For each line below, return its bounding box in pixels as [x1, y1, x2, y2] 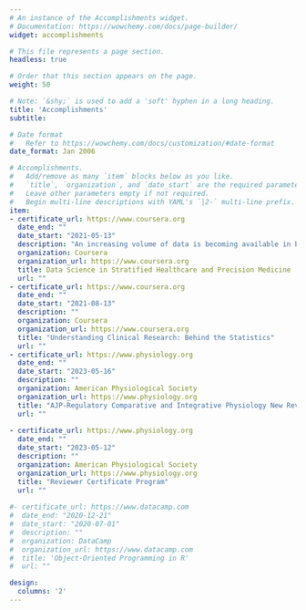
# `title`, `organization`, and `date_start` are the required [9, 181, 262, 190]
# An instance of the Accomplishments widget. [9, 13, 189, 23]
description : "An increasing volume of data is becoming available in [17, 240, 291, 249]
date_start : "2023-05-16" [17, 367, 117, 377]
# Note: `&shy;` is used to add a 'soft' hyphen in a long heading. [9, 97, 275, 106]
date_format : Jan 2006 [9, 147, 96, 156]
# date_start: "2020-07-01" [9, 520, 120, 529]
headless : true [9, 56, 67, 65]
